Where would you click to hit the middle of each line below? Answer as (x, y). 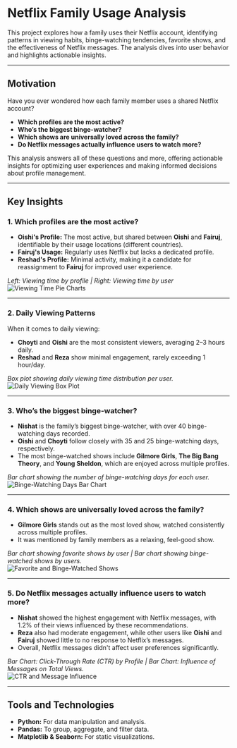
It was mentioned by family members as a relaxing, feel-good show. (116, 540)
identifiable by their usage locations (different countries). (100, 245)
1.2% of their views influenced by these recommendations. (103, 625)
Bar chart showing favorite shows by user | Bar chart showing (98, 553)
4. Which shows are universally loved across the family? (106, 509)
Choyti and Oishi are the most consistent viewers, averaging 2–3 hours (121, 342)
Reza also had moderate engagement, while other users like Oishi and (120, 632)
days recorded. (68, 434)
